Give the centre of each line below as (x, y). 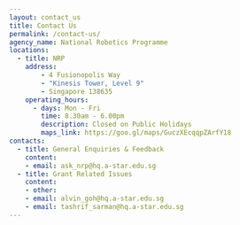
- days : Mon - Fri (66, 108)
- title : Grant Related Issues (75, 174)
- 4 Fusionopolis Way (81, 75)
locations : (29, 50)
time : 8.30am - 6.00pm (83, 116)
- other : (41, 190)
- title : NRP (41, 58)
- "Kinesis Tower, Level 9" (93, 83)
